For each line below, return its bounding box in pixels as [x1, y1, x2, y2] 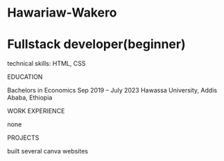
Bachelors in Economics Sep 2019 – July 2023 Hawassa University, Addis [7, 86, 217, 95]
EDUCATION [7, 73, 43, 81]
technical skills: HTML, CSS [7, 59, 86, 68]
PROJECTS [7, 133, 40, 142]
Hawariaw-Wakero [7, 5, 117, 21]
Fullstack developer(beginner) [7, 37, 186, 53]
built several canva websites [7, 147, 89, 155]
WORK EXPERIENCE [7, 107, 65, 115]
